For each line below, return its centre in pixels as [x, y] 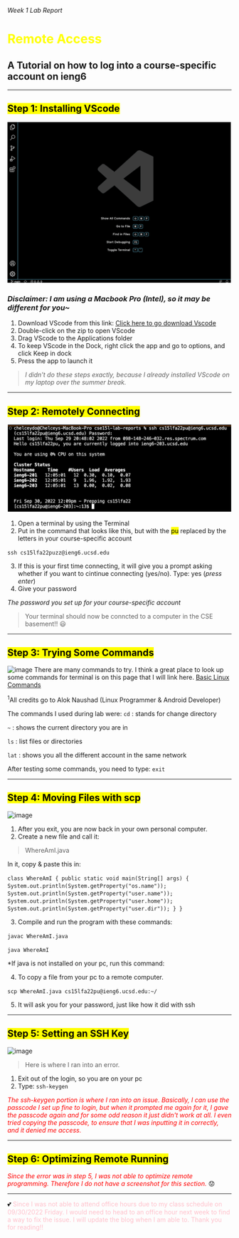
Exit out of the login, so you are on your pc [80, 1079]
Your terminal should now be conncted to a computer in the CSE [119, 616]
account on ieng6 [47, 77]
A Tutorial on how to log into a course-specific [112, 65]
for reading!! [26, 1227]
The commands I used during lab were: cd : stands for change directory [112, 714]
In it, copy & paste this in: [44, 864]
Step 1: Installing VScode [64, 109]
